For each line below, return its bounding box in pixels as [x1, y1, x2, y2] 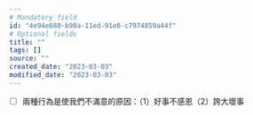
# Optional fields [9, 29, 77, 38]
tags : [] [9, 46, 42, 55]
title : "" [9, 37, 46, 47]
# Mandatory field [9, 12, 77, 22]
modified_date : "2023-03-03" [9, 71, 117, 80]
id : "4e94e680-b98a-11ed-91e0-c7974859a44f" [9, 21, 177, 30]
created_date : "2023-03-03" [9, 63, 114, 72]
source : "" [9, 54, 50, 63]
